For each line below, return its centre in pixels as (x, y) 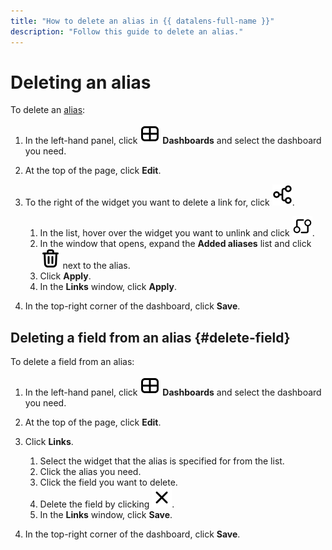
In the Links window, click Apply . (108, 287)
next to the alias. (96, 266)
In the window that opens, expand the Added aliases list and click (175, 244)
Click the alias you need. (90, 472)
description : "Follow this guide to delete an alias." (127, 31)
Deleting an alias (81, 82)
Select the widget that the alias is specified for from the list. (162, 461)
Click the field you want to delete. (108, 482)
